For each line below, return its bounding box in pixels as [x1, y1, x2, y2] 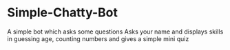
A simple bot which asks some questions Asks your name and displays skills [7, 27, 224, 36]
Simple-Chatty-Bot [7, 5, 118, 21]
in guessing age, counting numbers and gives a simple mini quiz [7, 34, 189, 42]
